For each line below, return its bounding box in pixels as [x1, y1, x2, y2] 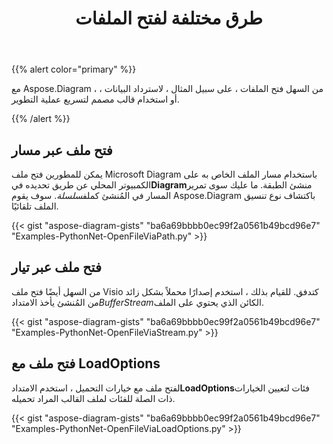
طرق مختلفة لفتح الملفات [75, 7, 263, 30]
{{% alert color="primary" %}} [11, 63, 137, 76]
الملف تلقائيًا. [11, 200, 59, 212]
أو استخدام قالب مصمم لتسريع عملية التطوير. [11, 93, 180, 106]
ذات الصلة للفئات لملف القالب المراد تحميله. [11, 392, 176, 404]
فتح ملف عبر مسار [11, 142, 113, 159]
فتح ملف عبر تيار [11, 259, 102, 276]
